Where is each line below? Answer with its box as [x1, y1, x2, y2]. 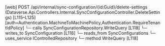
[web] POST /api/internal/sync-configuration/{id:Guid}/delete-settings [5, 4, 148, 10]
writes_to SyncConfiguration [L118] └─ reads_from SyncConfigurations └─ [5, 30, 156, 36]
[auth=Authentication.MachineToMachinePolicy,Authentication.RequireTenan [5, 20, 161, 25]
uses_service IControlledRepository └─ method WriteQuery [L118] [5, 35, 138, 41]
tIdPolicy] [5, 25, 25, 31]
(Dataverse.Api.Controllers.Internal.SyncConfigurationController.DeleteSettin [5, 9, 161, 15]
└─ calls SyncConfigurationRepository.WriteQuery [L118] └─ [25, 25, 148, 31]
